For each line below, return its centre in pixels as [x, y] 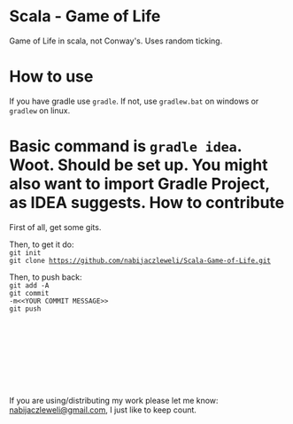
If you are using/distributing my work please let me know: [114, 400]
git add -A [29, 285]
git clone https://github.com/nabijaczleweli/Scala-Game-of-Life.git [140, 260]
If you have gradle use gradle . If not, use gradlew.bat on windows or [134, 101]
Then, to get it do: [42, 244]
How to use [51, 77]
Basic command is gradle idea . [125, 146]
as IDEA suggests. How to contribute [147, 203]
